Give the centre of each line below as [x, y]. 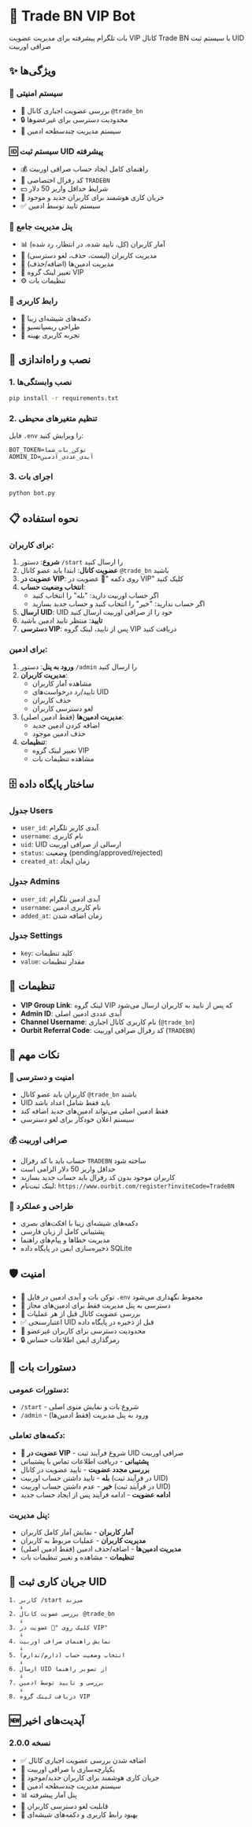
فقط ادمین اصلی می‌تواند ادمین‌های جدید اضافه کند [94, 1111]
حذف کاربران [52, 700]
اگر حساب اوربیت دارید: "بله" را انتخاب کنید [96, 595]
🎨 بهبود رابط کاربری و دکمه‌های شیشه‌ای [79, 1814]
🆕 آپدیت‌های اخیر [47, 1720]
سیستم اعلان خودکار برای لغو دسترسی [77, 1119]
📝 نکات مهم [34, 1055]
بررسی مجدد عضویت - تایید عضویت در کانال [85, 1469]
